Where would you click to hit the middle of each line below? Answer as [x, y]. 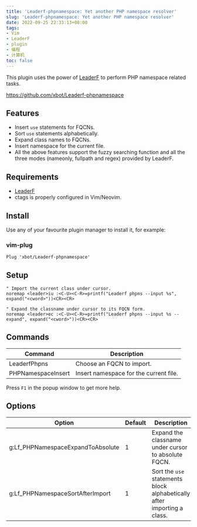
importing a [167, 508]
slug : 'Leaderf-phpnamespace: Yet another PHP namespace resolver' [90, 17]
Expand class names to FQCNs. [53, 140]
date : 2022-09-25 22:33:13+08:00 [47, 22]
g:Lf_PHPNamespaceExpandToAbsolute [64, 447]
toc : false [19, 60]
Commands [28, 337]
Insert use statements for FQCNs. [55, 127]
